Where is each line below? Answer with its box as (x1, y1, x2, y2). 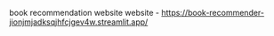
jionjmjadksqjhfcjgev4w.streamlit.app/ (9, 17, 149, 27)
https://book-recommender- (161, 8, 265, 18)
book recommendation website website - (9, 8, 160, 18)
